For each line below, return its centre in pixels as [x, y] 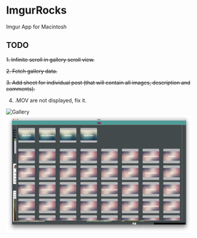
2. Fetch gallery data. [32, 71]
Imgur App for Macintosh [36, 27]
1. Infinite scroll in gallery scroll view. [50, 59]
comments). [21, 89]
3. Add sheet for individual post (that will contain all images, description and [98, 82]
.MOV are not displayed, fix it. [50, 100]
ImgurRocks [36, 10]
